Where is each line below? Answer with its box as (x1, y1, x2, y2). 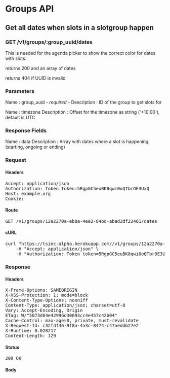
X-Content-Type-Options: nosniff (5, 297, 89, 303)
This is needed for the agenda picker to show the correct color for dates (5, 50, 156, 56)
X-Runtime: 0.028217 (5, 328, 57, 334)
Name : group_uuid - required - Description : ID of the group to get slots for (5, 99, 162, 106)
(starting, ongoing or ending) (5, 144, 66, 150)
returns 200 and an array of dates (5, 65, 76, 71)
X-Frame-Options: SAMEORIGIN (5, 287, 77, 293)
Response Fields (5, 127, 47, 134)
